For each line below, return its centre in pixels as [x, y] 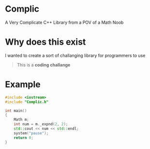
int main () [16, 111]
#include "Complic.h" [27, 102]
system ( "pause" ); [31, 133]
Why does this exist [45, 42]
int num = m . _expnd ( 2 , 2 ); [41, 124]
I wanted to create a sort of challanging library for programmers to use [75, 55]
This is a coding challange [44, 65]
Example [23, 85]
